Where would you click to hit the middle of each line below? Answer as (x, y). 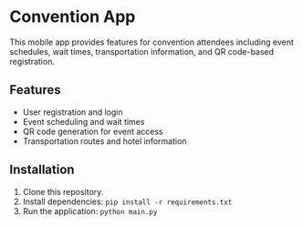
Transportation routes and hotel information (104, 141)
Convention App (73, 17)
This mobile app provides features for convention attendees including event (152, 42)
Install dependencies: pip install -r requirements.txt (127, 201)
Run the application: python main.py (90, 211)
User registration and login (73, 112)
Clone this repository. (63, 191)
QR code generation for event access (93, 131)
